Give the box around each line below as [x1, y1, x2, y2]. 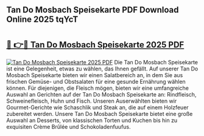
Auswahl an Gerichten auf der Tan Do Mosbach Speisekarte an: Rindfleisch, [6, 91, 197, 98]
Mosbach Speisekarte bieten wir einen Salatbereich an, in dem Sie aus [6, 72, 183, 78]
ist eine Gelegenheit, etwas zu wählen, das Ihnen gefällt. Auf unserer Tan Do [6, 65, 199, 72]
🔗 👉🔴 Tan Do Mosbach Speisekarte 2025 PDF [6, 39, 185, 50]
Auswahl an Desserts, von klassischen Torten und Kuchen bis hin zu [6, 117, 178, 124]
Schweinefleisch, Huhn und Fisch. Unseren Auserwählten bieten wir [6, 97, 177, 104]
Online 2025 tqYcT [6, 15, 79, 25]
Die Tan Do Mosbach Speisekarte [114, 59, 198, 66]
